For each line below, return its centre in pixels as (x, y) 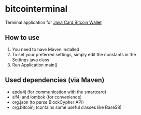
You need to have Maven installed (46, 49)
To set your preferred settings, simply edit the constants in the (74, 54)
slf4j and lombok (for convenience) (47, 97)
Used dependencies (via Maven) (55, 80)
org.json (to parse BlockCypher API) (48, 102)
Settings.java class (31, 60)
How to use (22, 38)
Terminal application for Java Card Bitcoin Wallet (53, 22)
